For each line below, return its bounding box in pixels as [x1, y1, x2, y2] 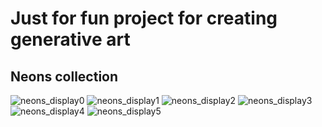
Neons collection [10, 68, 119, 85]
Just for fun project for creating [10, 7, 278, 30]
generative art [10, 28, 131, 51]
